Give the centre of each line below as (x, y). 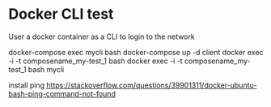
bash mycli (46, 69)
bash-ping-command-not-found (62, 93)
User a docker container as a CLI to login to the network (102, 36)
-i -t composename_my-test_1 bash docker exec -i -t (96, 61)
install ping (27, 85)
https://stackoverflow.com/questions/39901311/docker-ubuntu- (152, 85)
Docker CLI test (61, 14)
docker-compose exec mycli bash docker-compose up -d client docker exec (136, 52)
